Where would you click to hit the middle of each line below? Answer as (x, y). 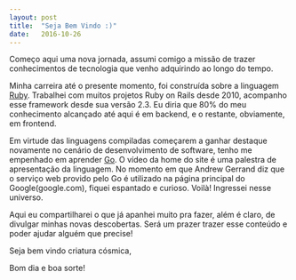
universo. (26, 197)
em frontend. (33, 124)
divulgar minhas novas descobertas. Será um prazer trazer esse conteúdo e (148, 224)
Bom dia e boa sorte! (48, 268)
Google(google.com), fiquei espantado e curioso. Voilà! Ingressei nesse (140, 188)
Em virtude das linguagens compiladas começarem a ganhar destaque (139, 141)
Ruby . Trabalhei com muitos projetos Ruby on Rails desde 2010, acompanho (148, 95)
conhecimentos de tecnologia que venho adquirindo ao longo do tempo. (141, 68)
